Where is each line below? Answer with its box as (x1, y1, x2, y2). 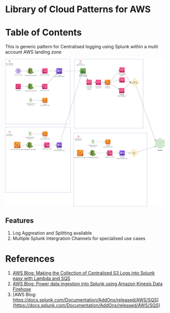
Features (5, 217, 34, 225)
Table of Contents (5, 27, 82, 39)
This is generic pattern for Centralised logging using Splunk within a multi (5, 44, 158, 50)
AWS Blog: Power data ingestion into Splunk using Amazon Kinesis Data (12, 281, 163, 287)
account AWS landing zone (5, 49, 62, 55)
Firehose (12, 286, 31, 292)
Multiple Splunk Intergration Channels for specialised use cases (12, 235, 146, 241)
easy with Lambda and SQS (12, 275, 71, 281)
